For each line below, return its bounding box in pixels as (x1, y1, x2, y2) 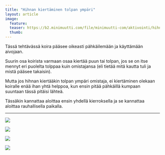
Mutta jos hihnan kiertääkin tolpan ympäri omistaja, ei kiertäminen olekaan (5, 78, 155, 84)
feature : (9, 21, 27, 26)
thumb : (9, 30, 23, 35)
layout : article (5, 12, 38, 17)
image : (5, 16, 19, 21)
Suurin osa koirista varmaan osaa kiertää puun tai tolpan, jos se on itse (5, 58, 148, 64)
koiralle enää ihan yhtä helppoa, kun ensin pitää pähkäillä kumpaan (5, 83, 141, 89)
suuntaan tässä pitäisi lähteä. (5, 89, 64, 94)
